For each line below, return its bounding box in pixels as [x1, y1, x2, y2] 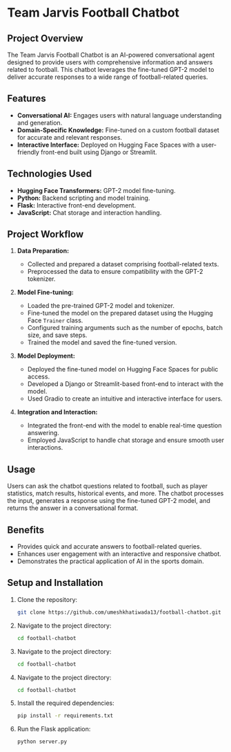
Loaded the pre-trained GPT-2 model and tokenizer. [27, 302, 174, 310]
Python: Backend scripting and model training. [17, 194, 150, 202]
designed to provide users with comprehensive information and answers [7, 58, 213, 66]
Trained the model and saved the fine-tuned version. [27, 338, 177, 347]
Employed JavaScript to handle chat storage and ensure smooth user [27, 436, 224, 444]
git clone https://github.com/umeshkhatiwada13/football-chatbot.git [17, 609, 222, 616]
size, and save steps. [27, 331, 88, 340]
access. [27, 372, 50, 381]
